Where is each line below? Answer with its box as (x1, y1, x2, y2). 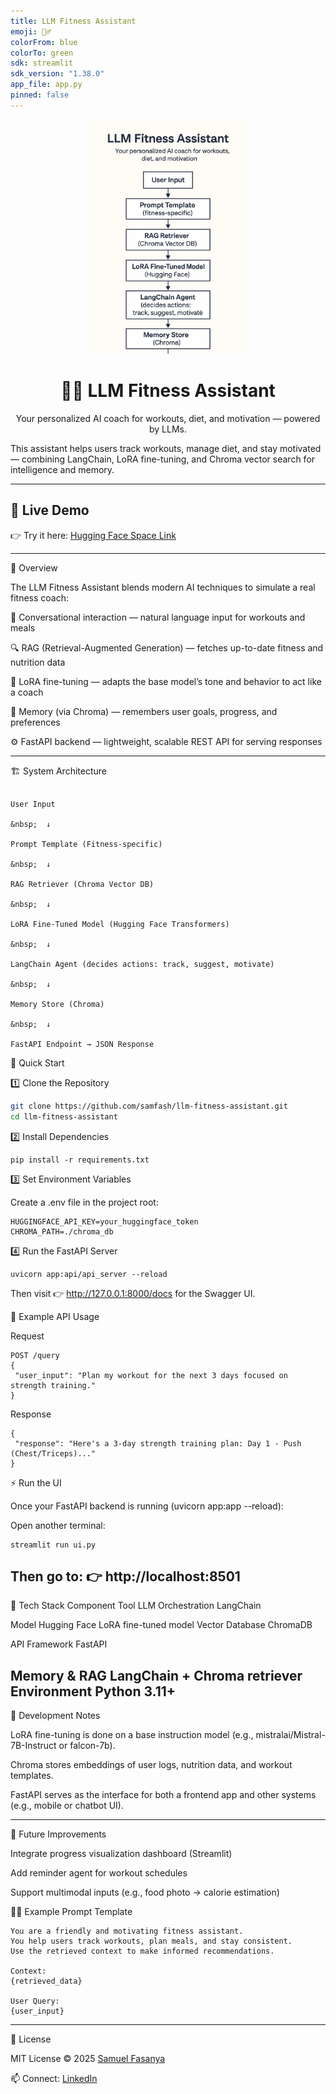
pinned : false (10, 90, 70, 100)
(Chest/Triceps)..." (10, 1448, 97, 1459)
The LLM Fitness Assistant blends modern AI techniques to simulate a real (10, 581, 316, 593)
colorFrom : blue (10, 37, 78, 47)
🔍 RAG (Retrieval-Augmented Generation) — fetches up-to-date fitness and (10, 641, 324, 654)
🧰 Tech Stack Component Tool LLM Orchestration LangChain (10, 1600, 262, 1612)
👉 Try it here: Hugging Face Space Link (10, 529, 177, 541)
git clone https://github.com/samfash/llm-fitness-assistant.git (10, 1101, 288, 1111)
